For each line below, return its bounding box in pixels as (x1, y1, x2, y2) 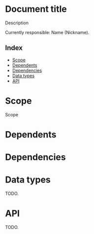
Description (5, 20, 29, 26)
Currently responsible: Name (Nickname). (5, 29, 90, 35)
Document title (5, 3, 67, 15)
